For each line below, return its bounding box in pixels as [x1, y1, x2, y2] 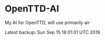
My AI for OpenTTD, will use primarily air [5, 19, 90, 25]
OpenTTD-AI [5, 3, 59, 14]
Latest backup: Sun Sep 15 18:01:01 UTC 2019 [5, 29, 100, 35]
